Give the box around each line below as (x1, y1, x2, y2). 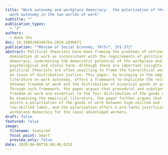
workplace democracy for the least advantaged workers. (9, 109, 128, 115)
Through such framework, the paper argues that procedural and (9, 86, 144, 91)
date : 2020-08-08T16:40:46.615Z (5, 142, 72, 147)
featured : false (5, 118, 39, 124)
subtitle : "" (5, 16, 32, 21)
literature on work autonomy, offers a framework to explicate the (9, 77, 153, 82)
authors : (5, 30, 23, 35)
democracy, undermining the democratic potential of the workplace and (9, 58, 162, 63)
